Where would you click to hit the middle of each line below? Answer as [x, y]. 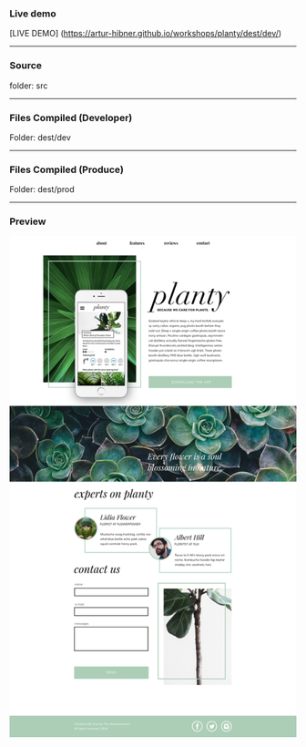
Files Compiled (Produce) [67, 169]
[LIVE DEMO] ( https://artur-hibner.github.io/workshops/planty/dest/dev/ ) [146, 34]
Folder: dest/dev [40, 137]
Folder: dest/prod [42, 189]
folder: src [29, 86]
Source [26, 66]
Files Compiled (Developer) [71, 118]
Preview [28, 221]
